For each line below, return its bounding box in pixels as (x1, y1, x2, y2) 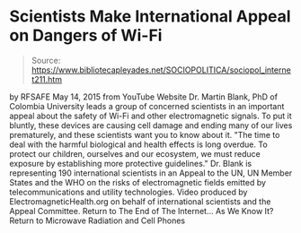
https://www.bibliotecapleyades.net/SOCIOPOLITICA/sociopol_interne (31, 65, 292, 75)
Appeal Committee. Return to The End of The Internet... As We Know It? (9, 205, 274, 216)
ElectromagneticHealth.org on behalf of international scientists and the (9, 195, 271, 207)
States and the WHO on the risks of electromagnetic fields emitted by (9, 177, 267, 187)
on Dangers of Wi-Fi (9, 25, 163, 46)
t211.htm (31, 73, 63, 84)
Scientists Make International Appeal (9, 6, 291, 27)
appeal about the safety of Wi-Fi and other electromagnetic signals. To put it (9, 110, 292, 121)
